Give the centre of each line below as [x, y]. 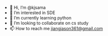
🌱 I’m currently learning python [40, 18]
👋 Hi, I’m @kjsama [28, 8]
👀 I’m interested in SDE [32, 13]
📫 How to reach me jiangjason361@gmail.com [56, 28]
